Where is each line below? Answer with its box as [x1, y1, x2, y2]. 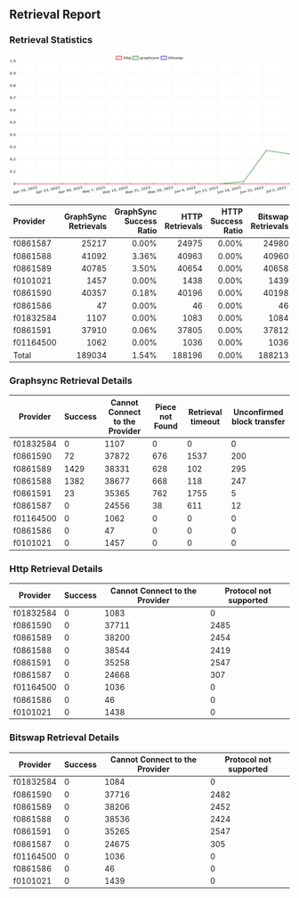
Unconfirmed [232, 406, 284, 417]
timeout [190, 416, 221, 427]
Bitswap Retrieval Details [9, 731, 120, 744]
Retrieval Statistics [9, 34, 93, 46]
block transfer [230, 416, 286, 427]
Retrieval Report [9, 7, 101, 22]
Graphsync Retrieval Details [9, 374, 133, 387]
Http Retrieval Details [9, 562, 103, 575]
